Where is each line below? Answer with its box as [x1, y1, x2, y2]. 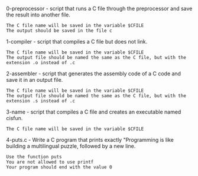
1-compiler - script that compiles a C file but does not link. [6, 38, 148, 45]
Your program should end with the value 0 [6, 164, 112, 170]
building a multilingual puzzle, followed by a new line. [6, 142, 136, 150]
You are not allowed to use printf [6, 159, 94, 165]
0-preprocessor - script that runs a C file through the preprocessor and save [6, 5, 193, 12]
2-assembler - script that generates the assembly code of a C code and [6, 70, 181, 77]
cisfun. [6, 115, 23, 121]
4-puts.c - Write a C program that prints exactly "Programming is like [6, 137, 174, 143]
